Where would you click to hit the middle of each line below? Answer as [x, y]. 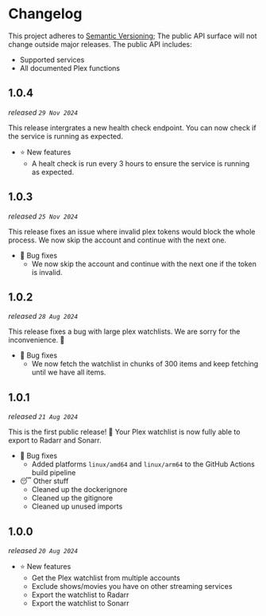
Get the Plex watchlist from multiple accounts [106, 578]
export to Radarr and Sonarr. [55, 440]
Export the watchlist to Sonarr [80, 603]
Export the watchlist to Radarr [80, 595]
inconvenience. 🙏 [37, 340]
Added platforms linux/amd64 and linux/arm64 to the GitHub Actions [143, 464]
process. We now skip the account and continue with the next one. [118, 240]
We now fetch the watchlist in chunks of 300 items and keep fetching [145, 364]
